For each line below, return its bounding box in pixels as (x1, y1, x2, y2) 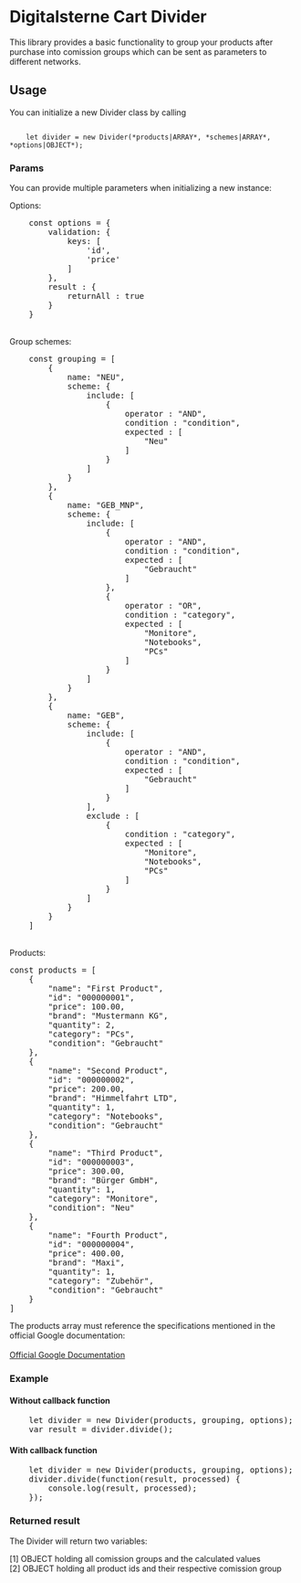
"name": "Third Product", (47, 1148, 164, 1158)
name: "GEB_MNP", (67, 500, 145, 511)
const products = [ (9, 965, 97, 975)
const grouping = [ (28, 354, 116, 365)
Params (9, 162, 44, 175)
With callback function (9, 1444, 98, 1455)
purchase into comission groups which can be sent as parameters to (9, 46, 267, 57)
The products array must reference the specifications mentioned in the (9, 1321, 275, 1332)
